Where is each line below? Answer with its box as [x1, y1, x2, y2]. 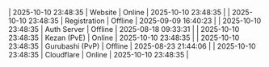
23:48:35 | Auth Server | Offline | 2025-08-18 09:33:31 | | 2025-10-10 [8, 25, 240, 33]
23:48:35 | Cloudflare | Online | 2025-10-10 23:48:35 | [8, 50, 189, 59]
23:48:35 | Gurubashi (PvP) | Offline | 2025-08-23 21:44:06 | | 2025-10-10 [8, 41, 256, 51]
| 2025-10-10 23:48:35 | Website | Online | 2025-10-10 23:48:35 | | [8, 8, 230, 17]
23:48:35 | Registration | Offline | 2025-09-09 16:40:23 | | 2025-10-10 [27, 16, 262, 26]
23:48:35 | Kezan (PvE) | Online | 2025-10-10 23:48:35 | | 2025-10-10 [8, 33, 240, 42]
